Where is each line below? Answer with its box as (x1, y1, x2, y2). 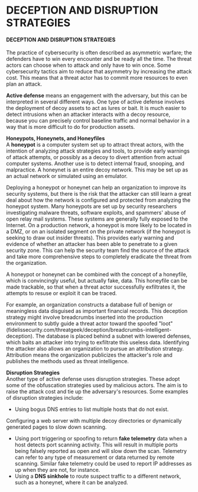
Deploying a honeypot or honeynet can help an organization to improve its (6, 184, 187, 191)
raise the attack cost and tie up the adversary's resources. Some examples (6, 388, 189, 395)
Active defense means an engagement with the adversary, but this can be (6, 92, 187, 99)
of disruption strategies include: (6, 394, 84, 402)
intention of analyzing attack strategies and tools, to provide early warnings (6, 147, 190, 154)
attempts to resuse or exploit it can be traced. (6, 290, 117, 297)
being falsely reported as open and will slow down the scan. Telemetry (14, 448, 187, 455)
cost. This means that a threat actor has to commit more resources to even (6, 75, 188, 82)
